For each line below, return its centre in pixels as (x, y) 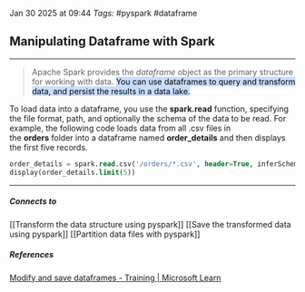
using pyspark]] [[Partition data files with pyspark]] (105, 234)
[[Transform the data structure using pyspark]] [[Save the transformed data (151, 224)
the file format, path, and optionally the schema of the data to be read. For (148, 118)
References (32, 255)
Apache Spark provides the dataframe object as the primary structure (162, 72)
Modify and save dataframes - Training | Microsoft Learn (115, 277)
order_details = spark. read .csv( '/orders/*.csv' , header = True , (132, 164)
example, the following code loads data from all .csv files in (120, 128)
